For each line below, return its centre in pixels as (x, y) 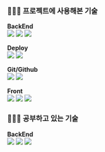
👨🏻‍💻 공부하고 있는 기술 (43, 119)
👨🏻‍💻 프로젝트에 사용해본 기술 (52, 10)
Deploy (18, 48)
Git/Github (22, 70)
